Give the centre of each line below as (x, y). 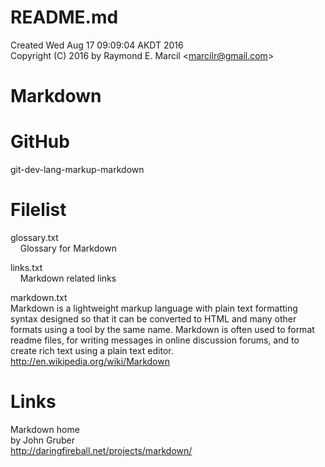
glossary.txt (34, 237)
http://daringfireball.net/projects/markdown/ (101, 450)
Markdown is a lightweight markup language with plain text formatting (154, 308)
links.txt (26, 267)
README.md (64, 17)
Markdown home (45, 429)
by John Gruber (42, 440)
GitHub (40, 142)
